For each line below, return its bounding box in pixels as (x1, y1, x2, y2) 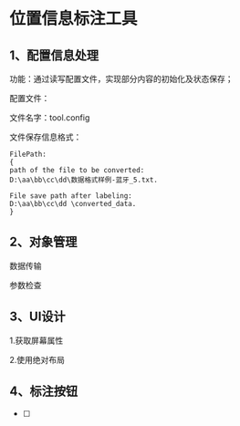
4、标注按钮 (9, 384, 78, 400)
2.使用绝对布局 (9, 354, 66, 365)
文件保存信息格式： (9, 131, 82, 142)
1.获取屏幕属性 (9, 335, 64, 346)
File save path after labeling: (9, 192, 132, 201)
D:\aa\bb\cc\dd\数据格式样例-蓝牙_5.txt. (9, 175, 158, 184)
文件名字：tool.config (9, 112, 90, 123)
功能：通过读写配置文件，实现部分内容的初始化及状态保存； (9, 74, 234, 84)
